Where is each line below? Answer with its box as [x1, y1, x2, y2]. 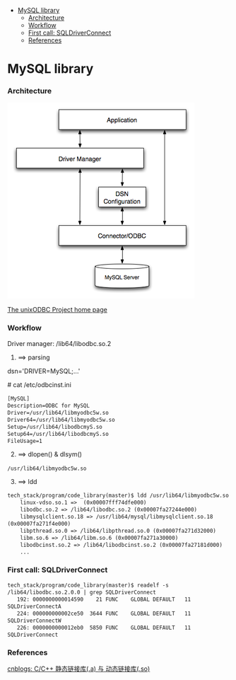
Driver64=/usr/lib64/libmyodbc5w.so [7, 416, 115, 423]
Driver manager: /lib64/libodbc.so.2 [7, 339, 112, 347]
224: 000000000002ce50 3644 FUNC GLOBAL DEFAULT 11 [16, 610, 191, 618]
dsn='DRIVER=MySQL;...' [7, 367, 81, 375]
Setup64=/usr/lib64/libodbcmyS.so [7, 430, 110, 437]
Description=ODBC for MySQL [7, 402, 90, 409]
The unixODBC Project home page [7, 306, 107, 314]
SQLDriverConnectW [7, 617, 61, 625]
